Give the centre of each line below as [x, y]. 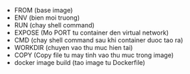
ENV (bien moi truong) [47, 18]
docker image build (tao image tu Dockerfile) [80, 62]
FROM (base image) [43, 10]
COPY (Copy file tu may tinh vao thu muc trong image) [94, 55]
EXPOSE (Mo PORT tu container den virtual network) [91, 32]
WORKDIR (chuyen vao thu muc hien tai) [73, 48]
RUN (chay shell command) [54, 25]
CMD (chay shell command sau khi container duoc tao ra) [99, 40]
